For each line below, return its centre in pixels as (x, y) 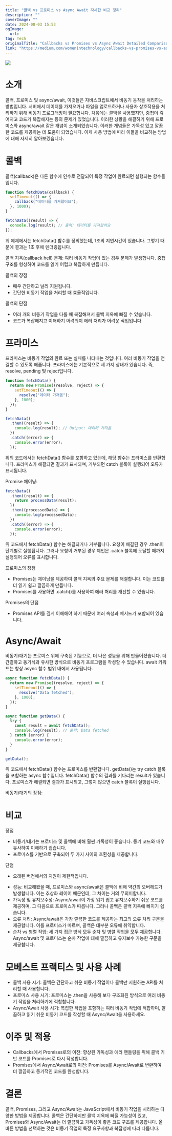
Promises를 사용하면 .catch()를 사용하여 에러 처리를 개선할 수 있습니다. (84, 592)
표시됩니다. (16, 470)
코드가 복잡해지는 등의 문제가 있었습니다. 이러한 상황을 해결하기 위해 (87, 119)
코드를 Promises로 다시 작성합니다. (53, 1059)
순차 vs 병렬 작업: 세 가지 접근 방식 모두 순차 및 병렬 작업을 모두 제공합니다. (87, 932)
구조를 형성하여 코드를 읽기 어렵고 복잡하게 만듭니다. (57, 264)
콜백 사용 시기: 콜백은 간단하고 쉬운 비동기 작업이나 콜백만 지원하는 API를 (85, 982)
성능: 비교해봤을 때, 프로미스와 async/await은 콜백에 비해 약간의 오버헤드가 (88, 887)
